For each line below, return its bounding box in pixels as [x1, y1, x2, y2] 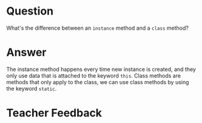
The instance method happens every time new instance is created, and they [6, 65, 196, 73]
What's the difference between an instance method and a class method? [6, 24, 189, 32]
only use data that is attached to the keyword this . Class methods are [6, 71, 181, 79]
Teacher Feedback [6, 106, 102, 120]
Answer [6, 45, 47, 59]
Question [6, 4, 53, 18]
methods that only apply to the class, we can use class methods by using [6, 78, 189, 85]
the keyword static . [6, 85, 57, 92]
